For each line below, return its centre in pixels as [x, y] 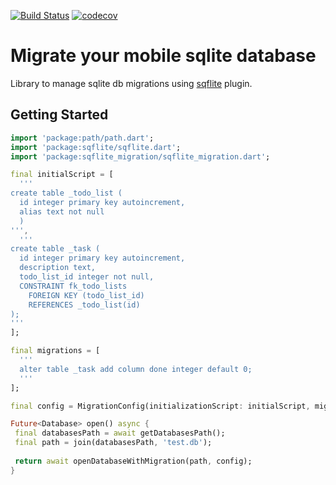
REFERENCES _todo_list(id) [84, 305]
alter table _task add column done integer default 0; [136, 369]
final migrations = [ [55, 351]
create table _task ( [55, 249]
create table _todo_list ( [66, 193]
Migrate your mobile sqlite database [163, 56]
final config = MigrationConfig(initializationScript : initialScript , [160, 406]
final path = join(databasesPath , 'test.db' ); [113, 443]
